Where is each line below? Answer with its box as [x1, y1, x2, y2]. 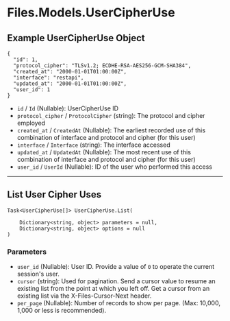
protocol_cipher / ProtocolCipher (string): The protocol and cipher [16, 112, 205, 119]
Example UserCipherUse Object [7, 32, 145, 44]
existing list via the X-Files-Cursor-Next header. [16, 292, 152, 300]
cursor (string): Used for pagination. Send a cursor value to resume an [16, 277, 216, 285]
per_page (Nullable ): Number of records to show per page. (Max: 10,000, [16, 299, 221, 307]
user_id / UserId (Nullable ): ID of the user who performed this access [16, 163, 212, 171]
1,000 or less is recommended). [16, 307, 107, 315]
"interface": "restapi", [13, 74, 84, 81]
